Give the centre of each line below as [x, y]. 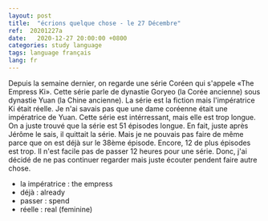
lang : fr [23, 61]
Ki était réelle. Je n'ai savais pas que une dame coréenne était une [118, 108]
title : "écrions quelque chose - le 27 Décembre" [95, 23]
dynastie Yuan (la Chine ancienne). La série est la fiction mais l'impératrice [132, 100]
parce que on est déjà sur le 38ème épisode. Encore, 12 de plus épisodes [130, 143]
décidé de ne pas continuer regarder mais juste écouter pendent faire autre [133, 159]
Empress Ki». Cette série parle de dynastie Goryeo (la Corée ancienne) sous [134, 91]
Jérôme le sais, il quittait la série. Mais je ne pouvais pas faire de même [126, 134]
